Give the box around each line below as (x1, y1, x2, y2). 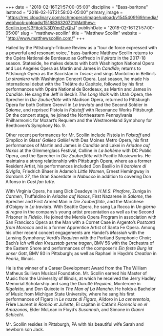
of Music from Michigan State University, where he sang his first (5, 291, 135, 297)
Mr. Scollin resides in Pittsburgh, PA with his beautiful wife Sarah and (5, 321, 144, 327)
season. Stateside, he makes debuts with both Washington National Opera (5, 61, 155, 66)
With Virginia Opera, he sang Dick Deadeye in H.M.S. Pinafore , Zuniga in (5, 188, 151, 194)
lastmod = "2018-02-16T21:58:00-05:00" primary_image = (5, 9, 123, 15)
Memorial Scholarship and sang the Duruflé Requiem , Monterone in (5, 281, 141, 286)
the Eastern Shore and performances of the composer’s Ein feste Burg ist (5, 245, 153, 251)
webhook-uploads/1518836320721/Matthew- (5, 20, 96, 25)
